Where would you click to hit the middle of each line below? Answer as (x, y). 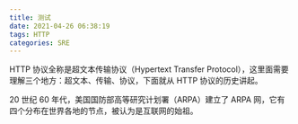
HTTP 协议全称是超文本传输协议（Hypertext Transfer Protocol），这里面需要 (149, 69)
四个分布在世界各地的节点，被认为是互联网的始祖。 (104, 111)
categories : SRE (39, 43)
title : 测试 (30, 18)
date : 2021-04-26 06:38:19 (60, 26)
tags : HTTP (30, 34)
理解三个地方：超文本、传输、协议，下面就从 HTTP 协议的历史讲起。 (136, 81)
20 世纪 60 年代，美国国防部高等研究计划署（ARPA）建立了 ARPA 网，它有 (147, 100)
